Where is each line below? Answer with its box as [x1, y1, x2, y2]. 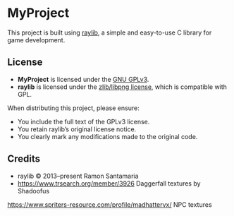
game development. [7, 35, 66, 44]
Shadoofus [17, 186, 50, 195]
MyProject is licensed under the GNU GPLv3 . [17, 75, 149, 83]
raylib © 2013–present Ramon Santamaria [17, 172, 139, 180]
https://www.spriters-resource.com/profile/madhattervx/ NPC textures [7, 200, 213, 209]
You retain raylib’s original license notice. [17, 125, 137, 133]
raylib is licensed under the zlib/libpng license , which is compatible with [17, 83, 228, 91]
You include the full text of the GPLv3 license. [17, 117, 150, 126]
